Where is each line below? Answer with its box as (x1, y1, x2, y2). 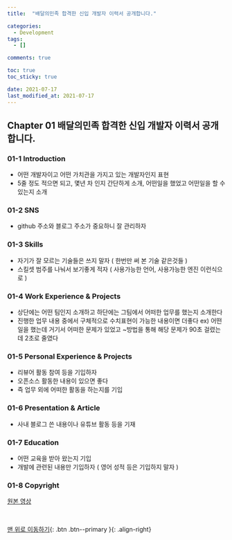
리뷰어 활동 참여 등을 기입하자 (17, 368, 97, 377)
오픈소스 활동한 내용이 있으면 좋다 (17, 377, 109, 385)
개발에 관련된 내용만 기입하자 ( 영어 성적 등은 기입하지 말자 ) (17, 462, 179, 471)
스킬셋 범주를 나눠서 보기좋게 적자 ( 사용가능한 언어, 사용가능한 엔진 (17, 264, 199, 273)
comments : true (7, 55, 51, 62)
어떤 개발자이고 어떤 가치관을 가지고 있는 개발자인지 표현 (17, 170, 170, 179)
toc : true (7, 67, 36, 74)
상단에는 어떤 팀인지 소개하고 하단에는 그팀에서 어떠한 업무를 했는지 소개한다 (17, 308, 223, 316)
